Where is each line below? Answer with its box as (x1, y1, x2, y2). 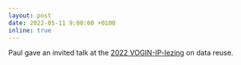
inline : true (8, 26, 52, 34)
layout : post (8, 11, 52, 20)
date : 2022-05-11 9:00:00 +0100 (8, 19, 116, 27)
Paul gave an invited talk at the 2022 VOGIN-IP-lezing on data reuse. (8, 48, 234, 58)
